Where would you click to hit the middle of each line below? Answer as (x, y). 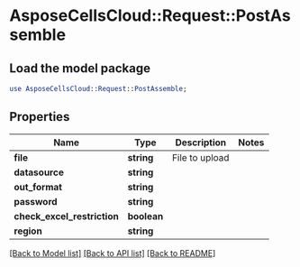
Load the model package (80, 68)
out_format (38, 187)
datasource (39, 172)
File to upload (200, 157)
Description (201, 143)
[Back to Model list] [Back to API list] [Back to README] (113, 253)
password (36, 201)
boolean (145, 216)
